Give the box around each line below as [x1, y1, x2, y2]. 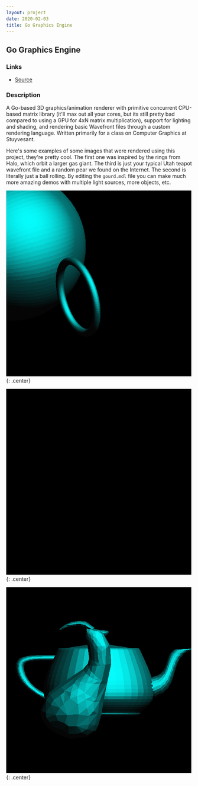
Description [6, 91, 41, 99]
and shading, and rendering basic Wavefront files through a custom [6, 123, 170, 131]
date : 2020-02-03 [6, 15, 49, 22]
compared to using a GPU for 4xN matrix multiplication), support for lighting [6, 117, 191, 124]
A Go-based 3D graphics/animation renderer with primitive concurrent [6, 104, 177, 112]
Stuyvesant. [6, 136, 35, 143]
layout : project [6, 9, 46, 15]
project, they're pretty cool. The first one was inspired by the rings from [6, 154, 181, 161]
